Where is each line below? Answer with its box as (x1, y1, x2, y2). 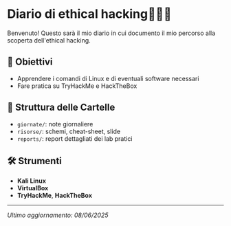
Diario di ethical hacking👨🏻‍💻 (7, 6, 172, 22)
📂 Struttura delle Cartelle (7, 102, 115, 113)
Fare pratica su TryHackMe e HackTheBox (16, 82, 137, 90)
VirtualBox (16, 184, 49, 192)
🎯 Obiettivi (7, 56, 53, 68)
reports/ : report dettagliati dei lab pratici (16, 134, 133, 143)
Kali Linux (16, 177, 47, 185)
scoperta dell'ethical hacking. (7, 36, 91, 44)
